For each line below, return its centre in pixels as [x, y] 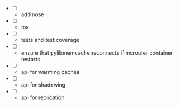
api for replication [43, 97]
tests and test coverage [50, 40]
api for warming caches [50, 72]
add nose [32, 14]
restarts [31, 59]
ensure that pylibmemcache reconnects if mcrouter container [97, 53]
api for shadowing [43, 85]
